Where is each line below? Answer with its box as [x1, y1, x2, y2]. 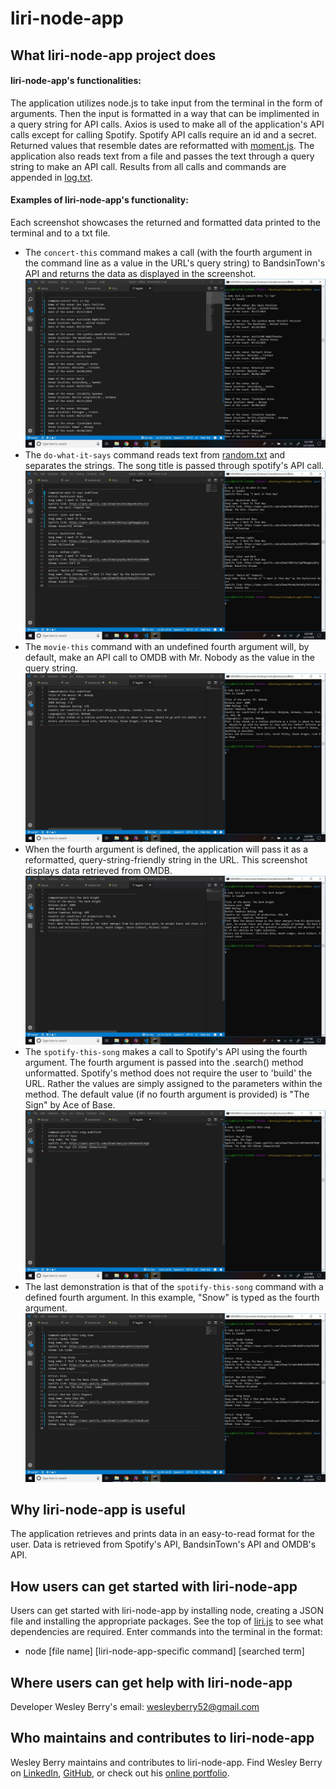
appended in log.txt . [10, 171, 93, 183]
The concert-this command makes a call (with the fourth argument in [24, 246, 313, 258]
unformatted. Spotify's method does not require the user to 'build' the [24, 1067, 313, 1079]
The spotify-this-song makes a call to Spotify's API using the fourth [24, 1046, 308, 1058]
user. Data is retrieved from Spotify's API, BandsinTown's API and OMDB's [10, 1538, 317, 1551]
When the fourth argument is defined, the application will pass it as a [24, 843, 309, 856]
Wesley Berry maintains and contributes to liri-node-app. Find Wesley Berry [10, 1756, 323, 1768]
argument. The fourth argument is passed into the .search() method [24, 1057, 304, 1069]
